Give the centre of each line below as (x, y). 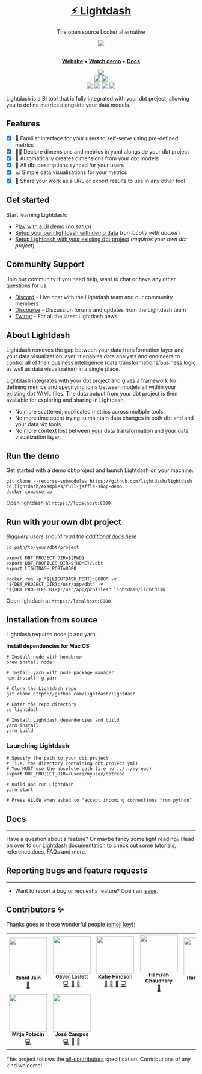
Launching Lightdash (38, 745)
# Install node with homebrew (44, 657)
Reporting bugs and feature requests (77, 871)
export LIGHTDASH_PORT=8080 (41, 569)
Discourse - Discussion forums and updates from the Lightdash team (100, 309)
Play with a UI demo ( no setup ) (53, 226)
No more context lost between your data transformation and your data (102, 430)
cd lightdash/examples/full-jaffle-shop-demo (64, 487)
